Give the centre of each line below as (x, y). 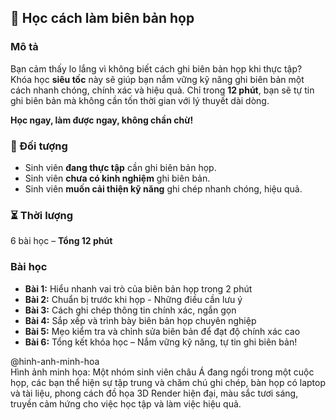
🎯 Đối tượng (39, 146)
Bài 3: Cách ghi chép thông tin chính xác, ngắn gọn (130, 310)
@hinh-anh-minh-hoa (55, 361)
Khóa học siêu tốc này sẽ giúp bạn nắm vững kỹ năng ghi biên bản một (157, 79)
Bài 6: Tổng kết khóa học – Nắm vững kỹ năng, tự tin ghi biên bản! (161, 342)
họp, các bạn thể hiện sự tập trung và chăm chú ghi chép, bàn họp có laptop (168, 382)
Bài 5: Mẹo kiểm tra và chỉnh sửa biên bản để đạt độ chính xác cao (162, 331)
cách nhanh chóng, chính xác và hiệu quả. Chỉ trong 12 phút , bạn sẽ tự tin (162, 90)
